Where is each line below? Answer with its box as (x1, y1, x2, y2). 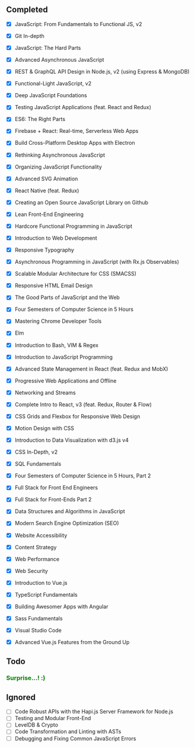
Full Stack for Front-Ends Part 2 (14, 496, 92, 503)
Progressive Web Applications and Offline (14, 377, 117, 384)
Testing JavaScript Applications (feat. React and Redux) (14, 104, 152, 111)
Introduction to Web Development (14, 234, 98, 241)
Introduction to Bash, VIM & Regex (14, 341, 99, 349)
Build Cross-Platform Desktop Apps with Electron (14, 139, 135, 147)
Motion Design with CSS (14, 424, 75, 432)
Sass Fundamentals (14, 615, 63, 622)
